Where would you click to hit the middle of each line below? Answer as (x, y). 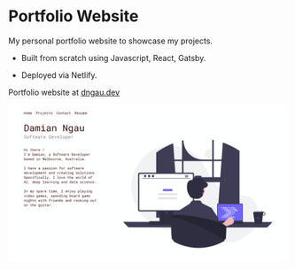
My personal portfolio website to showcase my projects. (111, 41)
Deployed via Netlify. (59, 75)
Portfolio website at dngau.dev (64, 92)
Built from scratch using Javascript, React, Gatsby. (113, 58)
